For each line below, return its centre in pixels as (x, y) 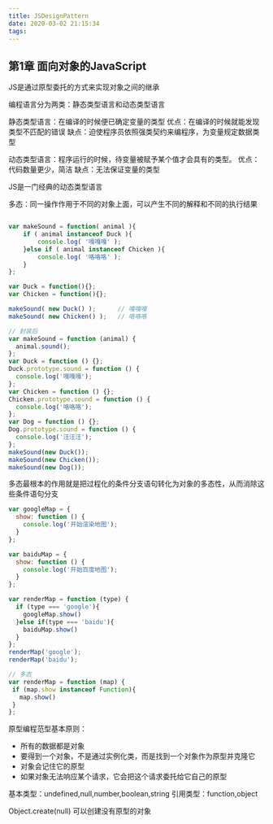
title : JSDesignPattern (49, 16)
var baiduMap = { (38, 554)
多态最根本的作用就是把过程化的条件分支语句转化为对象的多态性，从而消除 (133, 484)
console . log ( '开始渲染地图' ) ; (70, 525)
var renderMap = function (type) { (69, 599)
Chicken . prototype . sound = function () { (80, 399)
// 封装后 (23, 331)
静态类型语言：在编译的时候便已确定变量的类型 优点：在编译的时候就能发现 (134, 122)
